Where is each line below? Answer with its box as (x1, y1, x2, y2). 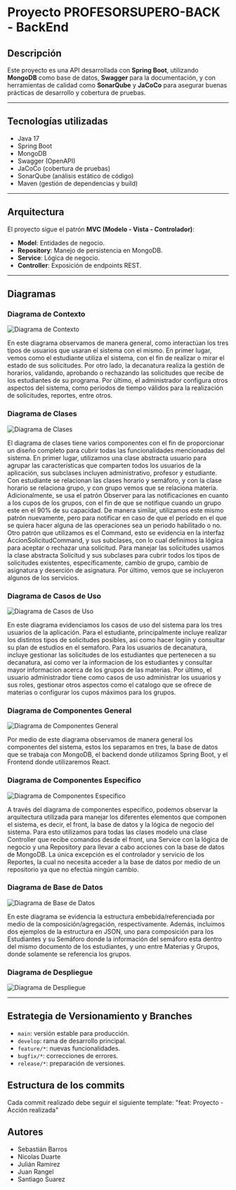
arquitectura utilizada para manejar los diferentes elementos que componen (7, 812, 227, 821)
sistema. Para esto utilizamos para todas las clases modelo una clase (7, 828, 207, 836)
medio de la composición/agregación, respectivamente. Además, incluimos (7, 919, 225, 928)
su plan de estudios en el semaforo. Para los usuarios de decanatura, (7, 643, 208, 651)
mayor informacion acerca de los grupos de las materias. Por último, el (7, 665, 212, 674)
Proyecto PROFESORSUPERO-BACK (7, 4, 221, 20)
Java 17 (17, 134, 40, 142)
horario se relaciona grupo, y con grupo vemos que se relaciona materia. (7, 484, 218, 492)
